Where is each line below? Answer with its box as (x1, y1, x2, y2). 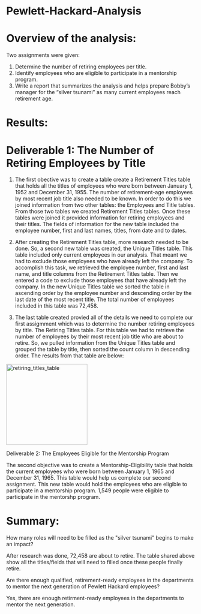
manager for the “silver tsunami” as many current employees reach (14, 89, 181, 96)
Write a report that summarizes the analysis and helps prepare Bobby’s (14, 82, 191, 89)
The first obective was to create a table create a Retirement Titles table (14, 176, 191, 183)
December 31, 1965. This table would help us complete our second (6, 474, 171, 481)
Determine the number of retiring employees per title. (14, 63, 147, 70)
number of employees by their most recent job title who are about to (14, 333, 184, 340)
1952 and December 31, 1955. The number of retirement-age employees (14, 189, 193, 196)
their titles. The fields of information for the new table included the (14, 221, 179, 228)
